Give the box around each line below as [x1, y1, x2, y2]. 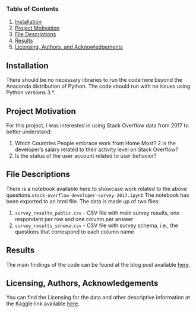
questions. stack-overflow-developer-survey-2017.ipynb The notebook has [6, 191, 189, 199]
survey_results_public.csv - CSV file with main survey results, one [14, 209, 180, 216]
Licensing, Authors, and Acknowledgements [14, 43, 124, 50]
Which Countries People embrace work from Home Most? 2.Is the [14, 139, 176, 146]
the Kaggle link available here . [6, 300, 80, 307]
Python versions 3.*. [6, 89, 55, 96]
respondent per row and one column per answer [14, 215, 134, 222]
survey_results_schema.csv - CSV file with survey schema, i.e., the [14, 222, 178, 229]
